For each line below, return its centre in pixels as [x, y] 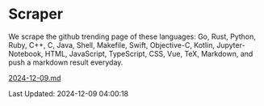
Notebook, [26, 53]
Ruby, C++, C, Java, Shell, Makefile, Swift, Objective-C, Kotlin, [112, 45]
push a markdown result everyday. [66, 62]
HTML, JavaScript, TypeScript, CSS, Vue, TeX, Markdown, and [149, 53]
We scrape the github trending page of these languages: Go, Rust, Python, [132, 36]
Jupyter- [231, 45]
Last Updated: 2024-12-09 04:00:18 [69, 93]
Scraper [36, 14]
